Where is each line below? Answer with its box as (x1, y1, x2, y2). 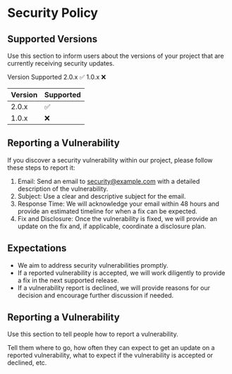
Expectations (7, 242, 67, 254)
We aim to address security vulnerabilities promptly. (17, 261, 169, 269)
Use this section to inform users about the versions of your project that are (7, 51, 224, 60)
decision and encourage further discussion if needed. (17, 291, 174, 299)
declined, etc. (7, 359, 47, 367)
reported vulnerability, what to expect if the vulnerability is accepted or (7, 351, 214, 360)
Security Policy (7, 5, 99, 21)
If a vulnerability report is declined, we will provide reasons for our (17, 283, 210, 292)
